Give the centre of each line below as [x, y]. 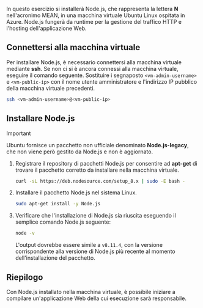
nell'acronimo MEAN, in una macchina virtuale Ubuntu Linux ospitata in [96, 15]
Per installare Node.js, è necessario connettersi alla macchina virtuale [94, 62]
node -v [25, 233]
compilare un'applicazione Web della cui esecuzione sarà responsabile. [96, 298]
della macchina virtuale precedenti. [51, 88]
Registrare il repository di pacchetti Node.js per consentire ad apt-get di [106, 163]
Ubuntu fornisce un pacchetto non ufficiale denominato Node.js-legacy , [98, 145]
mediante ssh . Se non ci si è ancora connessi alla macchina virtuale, [92, 68]
